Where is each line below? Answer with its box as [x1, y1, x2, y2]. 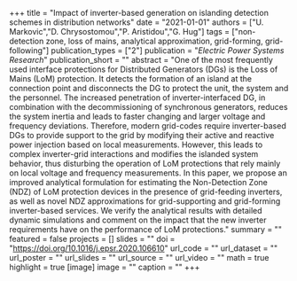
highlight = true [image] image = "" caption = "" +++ [9, 261, 200, 272]
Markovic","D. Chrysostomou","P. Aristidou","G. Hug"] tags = [9, 27, 231, 36]
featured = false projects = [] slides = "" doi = [9, 234, 176, 244]
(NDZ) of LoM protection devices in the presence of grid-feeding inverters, [9, 186, 283, 197]
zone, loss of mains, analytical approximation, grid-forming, [45, 35, 263, 46]
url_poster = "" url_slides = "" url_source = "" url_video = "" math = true [9, 253, 270, 262]
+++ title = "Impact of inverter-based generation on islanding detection [9, 8, 269, 18]
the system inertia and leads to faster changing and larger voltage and [9, 111, 266, 121]
